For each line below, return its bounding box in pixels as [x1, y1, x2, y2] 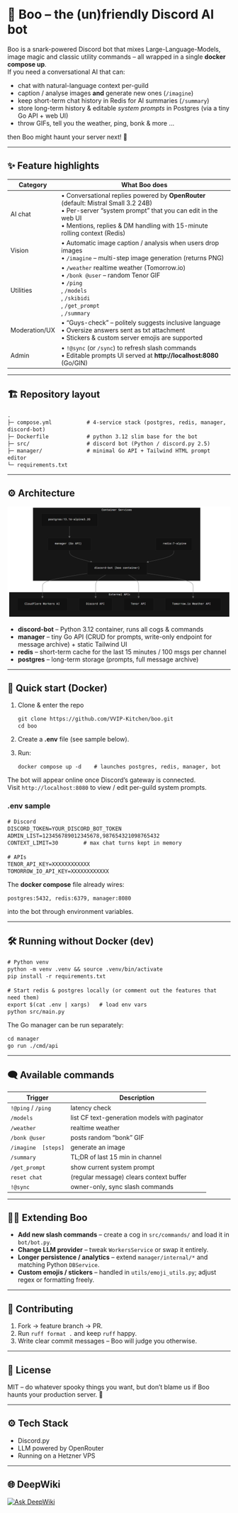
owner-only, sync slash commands [70, 1183, 174, 1191]
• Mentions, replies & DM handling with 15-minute [61, 221, 208, 230]
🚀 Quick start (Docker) [7, 682, 108, 694]
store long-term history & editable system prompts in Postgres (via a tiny [17, 104, 230, 112]
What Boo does [121, 181, 168, 189]
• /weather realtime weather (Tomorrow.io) [61, 264, 186, 272]
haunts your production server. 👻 [7, 1390, 103, 1399]
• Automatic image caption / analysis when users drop [61, 238, 220, 247]
